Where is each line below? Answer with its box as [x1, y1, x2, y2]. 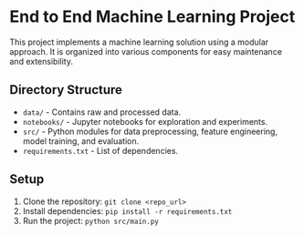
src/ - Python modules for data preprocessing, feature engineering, [22, 126, 278, 137]
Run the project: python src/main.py [22, 215, 160, 226]
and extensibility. [9, 56, 73, 66]
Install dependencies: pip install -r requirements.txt [22, 205, 233, 216]
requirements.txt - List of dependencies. [22, 145, 179, 156]
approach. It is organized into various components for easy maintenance [9, 46, 283, 56]
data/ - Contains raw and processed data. [22, 107, 182, 117]
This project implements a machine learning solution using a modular [9, 36, 269, 47]
